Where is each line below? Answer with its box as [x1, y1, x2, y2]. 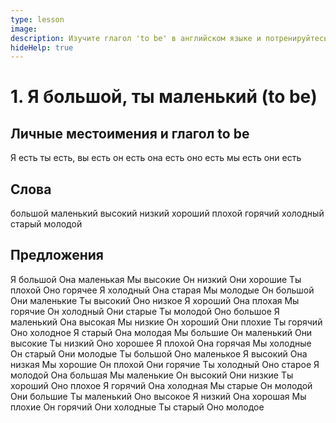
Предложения [10, 247, 104, 264]
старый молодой [10, 218, 83, 230]
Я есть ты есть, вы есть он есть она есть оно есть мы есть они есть [10, 152, 302, 164]
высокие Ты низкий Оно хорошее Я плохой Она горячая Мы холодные [10, 337, 312, 349]
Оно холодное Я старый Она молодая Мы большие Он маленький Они [10, 326, 313, 338]
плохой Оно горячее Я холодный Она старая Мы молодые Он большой [10, 284, 315, 296]
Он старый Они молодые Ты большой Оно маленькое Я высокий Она [10, 347, 308, 360]
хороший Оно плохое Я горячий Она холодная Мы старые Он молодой [10, 379, 313, 391]
